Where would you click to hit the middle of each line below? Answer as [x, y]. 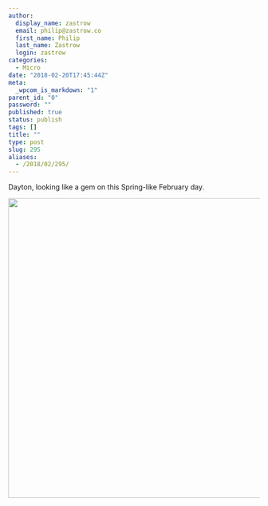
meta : [17, 82]
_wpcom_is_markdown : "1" [57, 90]
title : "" [25, 134]
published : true [35, 113]
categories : [28, 61]
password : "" [30, 105]
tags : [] [23, 127]
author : [21, 16]
